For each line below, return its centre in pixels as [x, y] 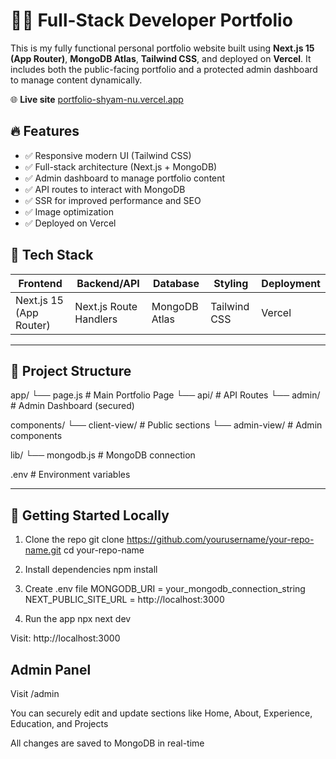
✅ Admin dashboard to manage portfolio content [125, 178]
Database [176, 283]
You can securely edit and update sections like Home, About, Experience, [161, 713]
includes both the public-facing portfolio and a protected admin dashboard [164, 69]
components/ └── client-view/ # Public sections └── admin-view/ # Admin [166, 425]
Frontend [40, 283]
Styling [231, 283]
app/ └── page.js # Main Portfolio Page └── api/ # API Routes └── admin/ [165, 395]
